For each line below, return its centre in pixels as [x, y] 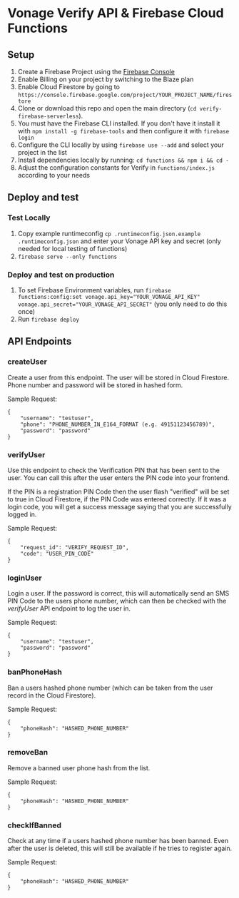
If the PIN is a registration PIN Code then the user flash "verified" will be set [118, 491]
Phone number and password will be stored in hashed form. [95, 385]
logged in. [22, 514]
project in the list [42, 152]
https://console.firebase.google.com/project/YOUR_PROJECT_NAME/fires [125, 95]
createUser [27, 362]
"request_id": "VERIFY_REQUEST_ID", [75, 547]
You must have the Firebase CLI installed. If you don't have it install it [119, 123]
